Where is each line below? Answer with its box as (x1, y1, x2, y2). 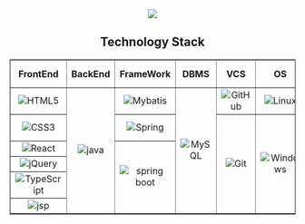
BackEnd (71, 67, 111, 80)
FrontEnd (17, 67, 59, 80)
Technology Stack (100, 34, 205, 50)
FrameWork (119, 67, 171, 80)
